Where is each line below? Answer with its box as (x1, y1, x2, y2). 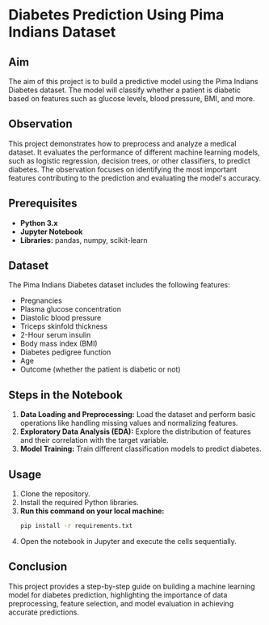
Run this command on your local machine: (19, 506, 165, 516)
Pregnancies (19, 295, 62, 305)
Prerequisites (8, 197, 78, 210)
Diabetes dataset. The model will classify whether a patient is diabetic (8, 85, 241, 95)
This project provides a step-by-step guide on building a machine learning (8, 581, 255, 591)
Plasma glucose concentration (19, 304, 122, 314)
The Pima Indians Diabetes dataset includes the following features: (8, 280, 230, 290)
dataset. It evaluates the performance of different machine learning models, (8, 147, 260, 157)
